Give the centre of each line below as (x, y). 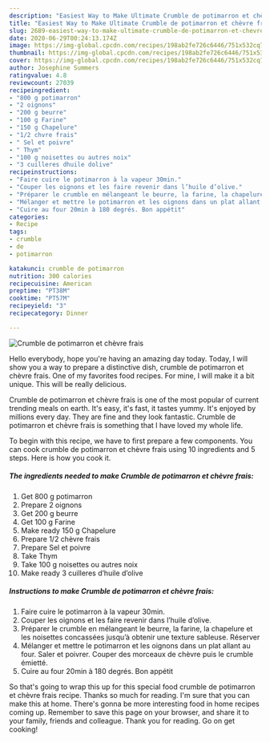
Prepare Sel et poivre (56, 547)
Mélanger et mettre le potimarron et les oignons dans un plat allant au (135, 645)
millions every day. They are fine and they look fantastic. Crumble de (122, 417)
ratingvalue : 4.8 (38, 75)
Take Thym (39, 556)
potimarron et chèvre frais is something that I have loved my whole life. (126, 425)
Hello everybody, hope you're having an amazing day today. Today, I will (128, 358)
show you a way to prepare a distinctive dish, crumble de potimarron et (127, 367)
